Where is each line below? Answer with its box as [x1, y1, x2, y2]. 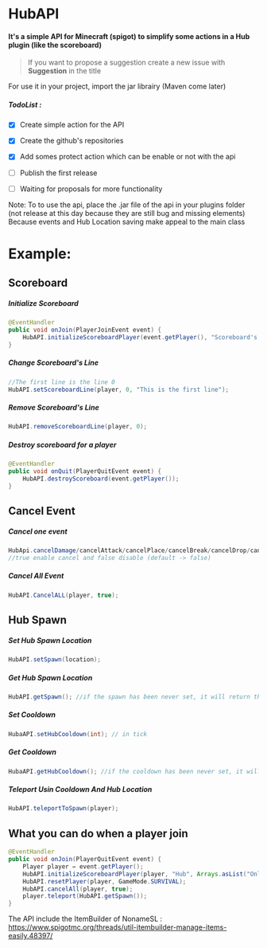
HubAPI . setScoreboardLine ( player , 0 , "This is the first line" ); [8, 386, 229, 394]
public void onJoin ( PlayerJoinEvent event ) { [8, 326, 161, 335]
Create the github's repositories [19, 136, 124, 146]
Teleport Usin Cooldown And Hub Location [8, 785, 153, 794]
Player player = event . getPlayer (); [22, 862, 145, 871]
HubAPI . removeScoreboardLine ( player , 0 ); [8, 423, 148, 431]
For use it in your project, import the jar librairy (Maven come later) [8, 81, 226, 92]
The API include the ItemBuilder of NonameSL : [8, 914, 163, 924]
